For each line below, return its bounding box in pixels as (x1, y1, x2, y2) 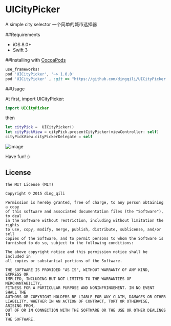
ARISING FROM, (5, 303, 36, 309)
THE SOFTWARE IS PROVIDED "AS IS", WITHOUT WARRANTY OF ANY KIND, (5, 267, 150, 273)
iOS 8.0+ (12, 41, 32, 47)
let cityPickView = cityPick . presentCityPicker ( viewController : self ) (5, 129, 159, 135)
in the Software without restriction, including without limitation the (5, 218, 164, 223)
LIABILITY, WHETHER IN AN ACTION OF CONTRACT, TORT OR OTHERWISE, (5, 299, 150, 304)
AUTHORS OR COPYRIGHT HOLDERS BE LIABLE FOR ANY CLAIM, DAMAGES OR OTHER (5, 294, 166, 299)
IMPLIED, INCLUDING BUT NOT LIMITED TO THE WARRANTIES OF (5, 276, 132, 281)
